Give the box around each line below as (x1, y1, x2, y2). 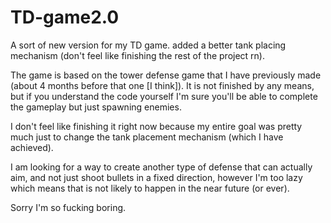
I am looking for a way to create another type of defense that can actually (10, 161, 313, 173)
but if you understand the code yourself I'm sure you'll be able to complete (10, 90, 318, 102)
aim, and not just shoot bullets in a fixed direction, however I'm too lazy (10, 171, 303, 183)
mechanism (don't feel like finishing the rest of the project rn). (10, 49, 265, 61)
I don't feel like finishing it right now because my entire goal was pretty (10, 120, 303, 132)
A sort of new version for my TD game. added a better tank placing (10, 39, 287, 51)
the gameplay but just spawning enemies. (10, 101, 182, 113)
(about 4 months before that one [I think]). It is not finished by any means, (10, 79, 315, 91)
